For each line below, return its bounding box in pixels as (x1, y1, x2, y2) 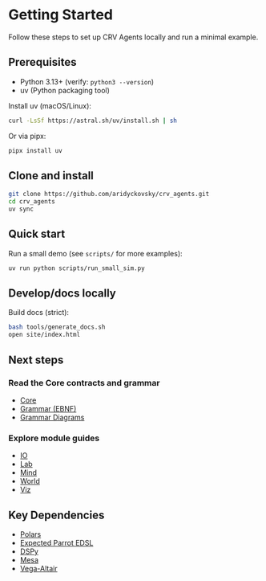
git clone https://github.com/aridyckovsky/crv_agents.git (8, 190, 210, 198)
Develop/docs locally (8, 287, 116, 301)
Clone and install (8, 169, 95, 182)
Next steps (8, 353, 64, 366)
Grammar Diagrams (19, 412, 85, 422)
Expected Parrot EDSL (19, 538, 94, 547)
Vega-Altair (19, 563, 58, 573)
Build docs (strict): (8, 308, 70, 317)
